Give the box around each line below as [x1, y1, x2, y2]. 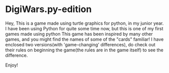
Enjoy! [5, 62, 19, 68]
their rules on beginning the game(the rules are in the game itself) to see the [5, 47, 164, 53]
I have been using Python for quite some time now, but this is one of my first [5, 25, 163, 31]
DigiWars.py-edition [5, 4, 92, 15]
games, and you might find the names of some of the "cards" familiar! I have [5, 36, 164, 42]
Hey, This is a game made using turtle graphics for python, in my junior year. [5, 20, 164, 26]
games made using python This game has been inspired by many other [5, 31, 153, 37]
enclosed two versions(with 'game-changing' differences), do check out [5, 41, 155, 47]
